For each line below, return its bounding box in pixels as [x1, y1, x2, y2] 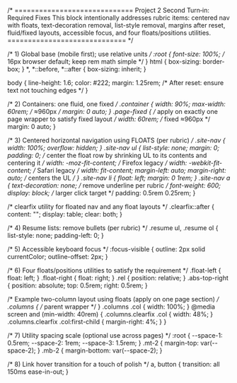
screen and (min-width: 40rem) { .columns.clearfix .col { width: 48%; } [7, 310, 214, 318]
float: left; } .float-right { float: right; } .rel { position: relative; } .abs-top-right [7, 274, 229, 282]
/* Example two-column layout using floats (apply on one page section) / [7, 295, 219, 303]
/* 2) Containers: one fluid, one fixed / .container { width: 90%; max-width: [7, 100, 226, 108]
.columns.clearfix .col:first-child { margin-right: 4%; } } [7, 318, 167, 326]
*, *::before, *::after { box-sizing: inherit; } [25, 65, 146, 73]
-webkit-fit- [188, 159, 223, 167]
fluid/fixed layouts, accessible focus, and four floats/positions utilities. [7, 28, 212, 37]
